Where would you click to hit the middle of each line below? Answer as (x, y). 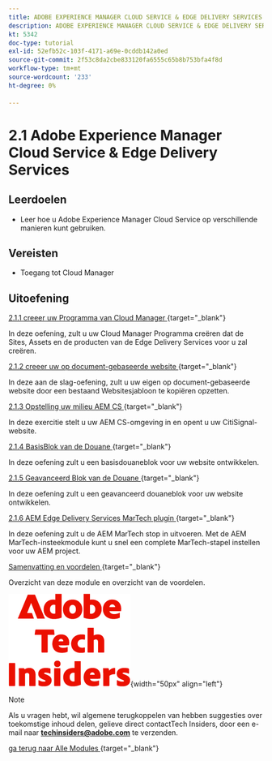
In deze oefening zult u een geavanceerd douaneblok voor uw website (126, 494)
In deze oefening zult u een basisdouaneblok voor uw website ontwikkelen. (134, 462)
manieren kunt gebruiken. (63, 228)
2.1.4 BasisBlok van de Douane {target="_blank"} (90, 447)
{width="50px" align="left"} (177, 684)
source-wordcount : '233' (50, 77)
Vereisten (33, 253)
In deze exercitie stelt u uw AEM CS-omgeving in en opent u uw (115, 423)
